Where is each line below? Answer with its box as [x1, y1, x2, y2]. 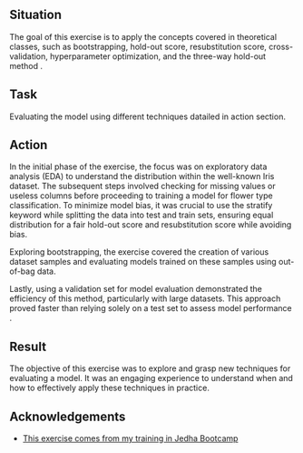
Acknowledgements [9, 408, 126, 424]
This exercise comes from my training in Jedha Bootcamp [22, 433, 239, 444]
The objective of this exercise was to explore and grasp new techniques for [9, 363, 291, 374]
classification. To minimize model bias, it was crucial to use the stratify [9, 200, 273, 211]
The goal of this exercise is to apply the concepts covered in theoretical [9, 31, 278, 42]
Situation [9, 7, 62, 23]
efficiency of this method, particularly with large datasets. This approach [9, 293, 281, 304]
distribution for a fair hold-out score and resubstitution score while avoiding [9, 219, 292, 230]
